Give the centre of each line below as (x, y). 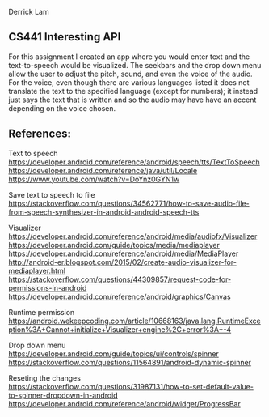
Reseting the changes (44, 378)
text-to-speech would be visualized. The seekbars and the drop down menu (135, 65)
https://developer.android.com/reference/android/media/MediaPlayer (124, 253)
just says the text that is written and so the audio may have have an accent (132, 100)
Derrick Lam (29, 12)
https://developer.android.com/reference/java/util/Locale (103, 170)
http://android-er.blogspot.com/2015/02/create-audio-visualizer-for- (122, 262)
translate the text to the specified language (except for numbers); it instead (133, 91)
